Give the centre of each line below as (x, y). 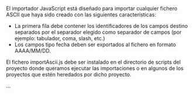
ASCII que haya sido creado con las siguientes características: (81, 15)
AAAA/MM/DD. (33, 51)
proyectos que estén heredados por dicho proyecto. (69, 74)
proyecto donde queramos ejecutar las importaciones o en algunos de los (95, 68)
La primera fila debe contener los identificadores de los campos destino (101, 26)
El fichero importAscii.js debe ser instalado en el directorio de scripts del (93, 62)
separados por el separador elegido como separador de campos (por (98, 32)
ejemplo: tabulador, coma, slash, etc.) (60, 38)
